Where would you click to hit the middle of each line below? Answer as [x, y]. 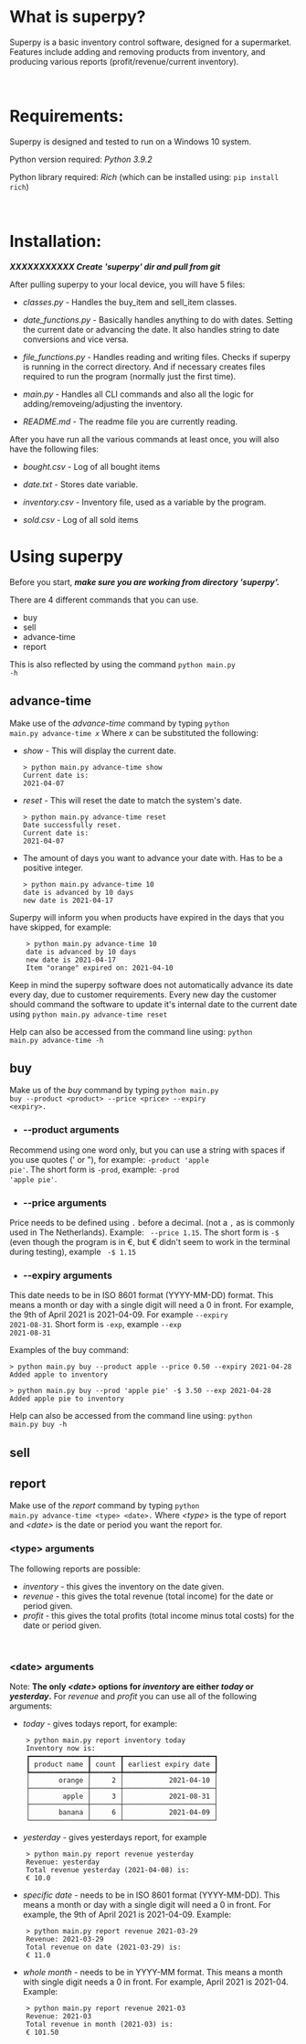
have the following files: [54, 449]
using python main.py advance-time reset [89, 1014]
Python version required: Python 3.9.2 [81, 159]
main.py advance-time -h [57, 1040]
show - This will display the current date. [99, 751]
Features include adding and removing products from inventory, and [137, 51]
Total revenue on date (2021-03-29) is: [104, 1948]
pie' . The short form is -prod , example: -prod [95, 1169]
